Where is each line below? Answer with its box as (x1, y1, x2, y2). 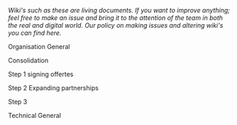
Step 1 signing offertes (8, 70, 74, 78)
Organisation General (8, 43, 70, 50)
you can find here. (8, 28, 62, 37)
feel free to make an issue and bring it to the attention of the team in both (8, 13, 223, 22)
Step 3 (8, 97, 28, 106)
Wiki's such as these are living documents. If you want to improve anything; (8, 6, 230, 14)
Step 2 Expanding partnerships (8, 84, 99, 92)
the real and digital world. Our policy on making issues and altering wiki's (8, 21, 224, 29)
